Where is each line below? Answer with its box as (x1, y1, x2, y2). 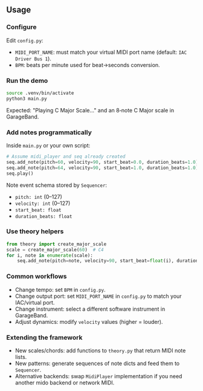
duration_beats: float (14, 213, 72, 219)
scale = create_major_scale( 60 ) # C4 (6, 247, 104, 253)
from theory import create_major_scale (6, 241, 107, 247)
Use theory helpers (6, 227, 64, 236)
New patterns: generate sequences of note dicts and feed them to (14, 360, 180, 367)
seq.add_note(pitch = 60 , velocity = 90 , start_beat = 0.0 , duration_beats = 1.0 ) (6, 159, 199, 165)
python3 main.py (6, 95, 47, 102)
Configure (6, 23, 37, 31)
